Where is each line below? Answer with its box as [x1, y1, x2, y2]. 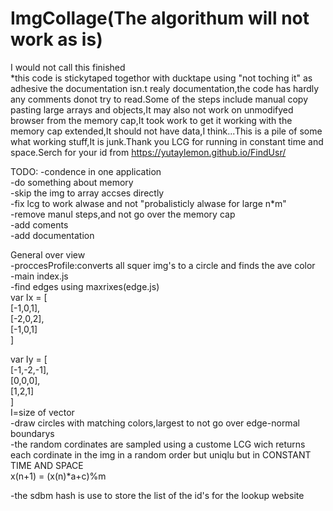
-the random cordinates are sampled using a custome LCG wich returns [10, 438, 306, 450]
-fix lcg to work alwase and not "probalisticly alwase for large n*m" [10, 197, 287, 209]
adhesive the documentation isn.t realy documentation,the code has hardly [10, 82, 320, 94]
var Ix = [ [10, 291, 48, 303]
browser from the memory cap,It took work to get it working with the [10, 114, 293, 126]
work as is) [10, 28, 103, 51]
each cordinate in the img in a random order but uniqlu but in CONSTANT [10, 448, 312, 461]
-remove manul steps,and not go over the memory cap [10, 208, 236, 220]
